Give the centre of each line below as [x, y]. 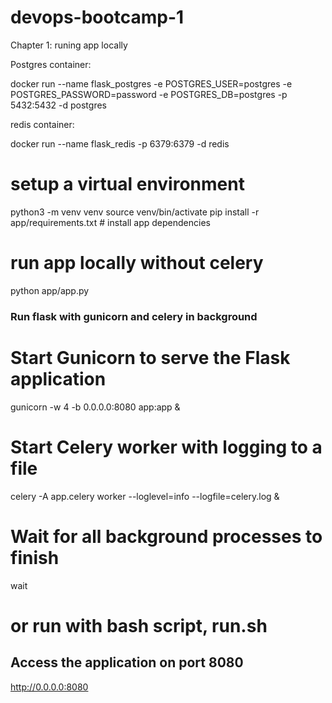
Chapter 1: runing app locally [69, 45]
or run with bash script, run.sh [139, 625]
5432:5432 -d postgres [58, 105]
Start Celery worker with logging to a [166, 447]
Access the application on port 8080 [127, 662]
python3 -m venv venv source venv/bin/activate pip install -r [135, 212]
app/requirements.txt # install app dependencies [110, 222]
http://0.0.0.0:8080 [49, 687]
